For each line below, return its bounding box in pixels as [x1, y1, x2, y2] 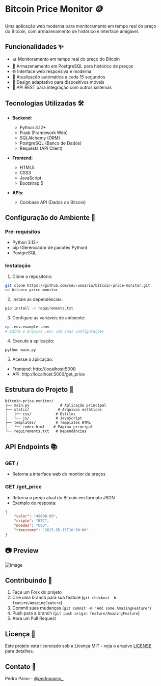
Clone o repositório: [12, 274, 53, 279]
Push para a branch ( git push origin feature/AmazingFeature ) [12, 610, 140, 616]
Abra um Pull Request [12, 616, 56, 621]
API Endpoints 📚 [5, 443, 58, 451]
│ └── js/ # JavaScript [5, 415, 82, 421]
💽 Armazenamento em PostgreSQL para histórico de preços [12, 63, 134, 69]
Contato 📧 [5, 662, 36, 671]
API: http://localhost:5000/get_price [12, 371, 85, 377]
